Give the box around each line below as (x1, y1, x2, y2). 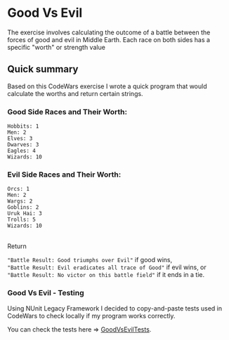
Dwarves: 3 (7, 142, 39, 149)
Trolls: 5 (7, 216, 37, 224)
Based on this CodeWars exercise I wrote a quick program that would (7, 82, 207, 90)
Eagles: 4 (7, 147, 37, 155)
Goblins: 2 (7, 204, 39, 211)
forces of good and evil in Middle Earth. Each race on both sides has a (7, 35, 211, 43)
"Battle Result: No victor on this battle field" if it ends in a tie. (7, 271, 205, 279)
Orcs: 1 (7, 186, 30, 193)
